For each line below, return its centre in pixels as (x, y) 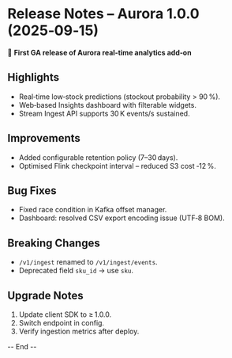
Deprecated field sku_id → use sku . (76, 271)
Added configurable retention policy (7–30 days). (98, 157)
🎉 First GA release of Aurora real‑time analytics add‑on (99, 52)
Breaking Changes (54, 243)
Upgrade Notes (45, 295)
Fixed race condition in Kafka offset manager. (93, 210)
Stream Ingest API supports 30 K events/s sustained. (104, 113)
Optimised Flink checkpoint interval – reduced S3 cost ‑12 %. (117, 166)
